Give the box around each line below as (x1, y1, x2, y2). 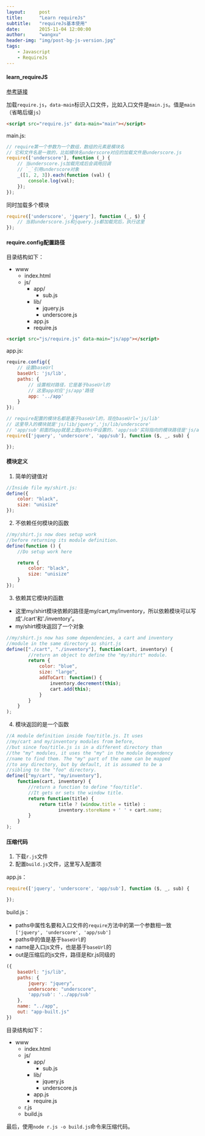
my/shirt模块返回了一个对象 (15, 622, 84, 630)
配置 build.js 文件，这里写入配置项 (15, 860, 102, 868)
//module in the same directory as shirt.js (6, 641, 121, 647)
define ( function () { (6, 543, 62, 549)
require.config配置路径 (6, 238, 65, 246)
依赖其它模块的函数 (15, 594, 64, 601)
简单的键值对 (15, 472, 48, 480)
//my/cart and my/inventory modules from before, (6, 739, 135, 745)
